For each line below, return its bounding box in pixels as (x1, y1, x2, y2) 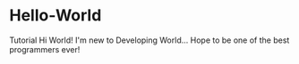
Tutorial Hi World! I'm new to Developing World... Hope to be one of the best (9, 35, 290, 45)
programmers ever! (9, 44, 81, 54)
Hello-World (9, 5, 102, 26)
